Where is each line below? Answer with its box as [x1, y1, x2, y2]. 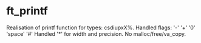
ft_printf [6, 4, 49, 18]
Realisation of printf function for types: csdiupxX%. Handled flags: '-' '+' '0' [6, 24, 196, 31]
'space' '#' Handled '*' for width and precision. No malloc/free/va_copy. [6, 30, 186, 37]
